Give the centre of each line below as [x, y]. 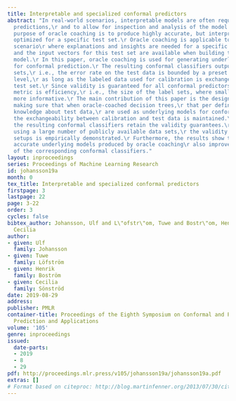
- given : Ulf [26, 243]
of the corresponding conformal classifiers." [83, 151]
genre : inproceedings [39, 334]
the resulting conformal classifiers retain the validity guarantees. [119, 125]
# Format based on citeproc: [50, 387]
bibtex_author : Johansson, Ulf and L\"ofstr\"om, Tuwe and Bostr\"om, [113, 223]
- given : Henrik [31, 269]
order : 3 [20, 210]
